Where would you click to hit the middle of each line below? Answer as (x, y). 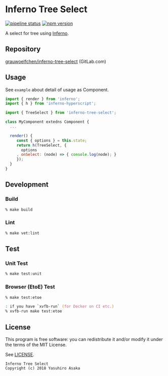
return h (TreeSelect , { (41, 145)
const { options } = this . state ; (52, 141)
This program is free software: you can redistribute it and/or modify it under (84, 339)
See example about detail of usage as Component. (57, 89)
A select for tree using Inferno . (37, 33)
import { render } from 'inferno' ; (43, 99)
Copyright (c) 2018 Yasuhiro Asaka (43, 368)
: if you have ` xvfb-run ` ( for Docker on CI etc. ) (60, 306)
